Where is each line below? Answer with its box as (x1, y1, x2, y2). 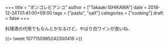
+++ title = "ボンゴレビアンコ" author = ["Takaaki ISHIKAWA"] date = (5, 4, 147, 10)
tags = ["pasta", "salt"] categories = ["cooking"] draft (53, 10, 163, 16)
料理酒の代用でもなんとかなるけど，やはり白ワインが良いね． (5, 25, 133, 31)
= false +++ (5, 15, 30, 21)
